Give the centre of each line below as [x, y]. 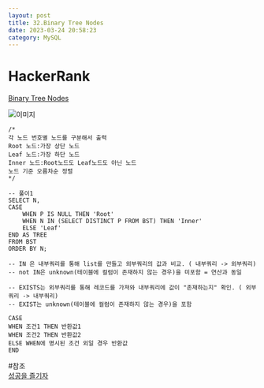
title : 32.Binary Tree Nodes [56, 23]
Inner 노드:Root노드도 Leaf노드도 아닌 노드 [73, 163]
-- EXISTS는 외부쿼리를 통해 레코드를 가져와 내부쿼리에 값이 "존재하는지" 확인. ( [125, 288]
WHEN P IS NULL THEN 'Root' [68, 215]
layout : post [30, 15]
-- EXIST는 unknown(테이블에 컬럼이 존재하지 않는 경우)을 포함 [100, 304]
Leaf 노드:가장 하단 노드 [44, 155]
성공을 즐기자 [28, 376]
